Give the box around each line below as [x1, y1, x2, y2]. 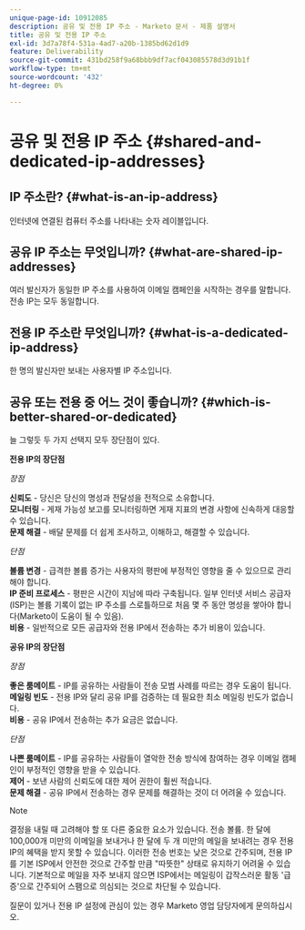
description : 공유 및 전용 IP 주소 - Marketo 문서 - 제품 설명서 [9, 22, 236, 31]
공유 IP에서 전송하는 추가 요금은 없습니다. [32, 714, 178, 725]
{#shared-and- [145, 131, 262, 151]
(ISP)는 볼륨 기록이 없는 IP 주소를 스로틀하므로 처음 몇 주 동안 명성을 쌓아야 [9, 600, 275, 611]
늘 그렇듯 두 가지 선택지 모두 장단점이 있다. [9, 434, 160, 446]
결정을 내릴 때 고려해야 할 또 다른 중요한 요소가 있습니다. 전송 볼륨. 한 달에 [9, 824, 271, 835]
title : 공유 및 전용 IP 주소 [9, 30, 107, 39]
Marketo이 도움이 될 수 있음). [19, 611, 125, 622]
